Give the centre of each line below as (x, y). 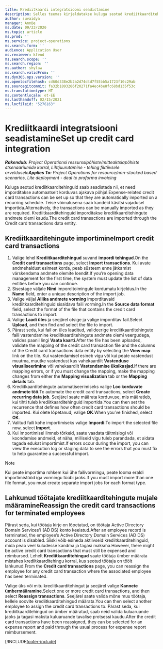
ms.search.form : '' (25, 46)
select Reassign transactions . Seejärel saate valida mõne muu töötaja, (76, 596)
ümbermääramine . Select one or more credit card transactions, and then (77, 591)
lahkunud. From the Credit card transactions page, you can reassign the (77, 566)
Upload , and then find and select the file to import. (63, 324)
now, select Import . (32, 428)
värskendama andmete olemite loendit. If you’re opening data (73, 273)
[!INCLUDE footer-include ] (31, 641)
